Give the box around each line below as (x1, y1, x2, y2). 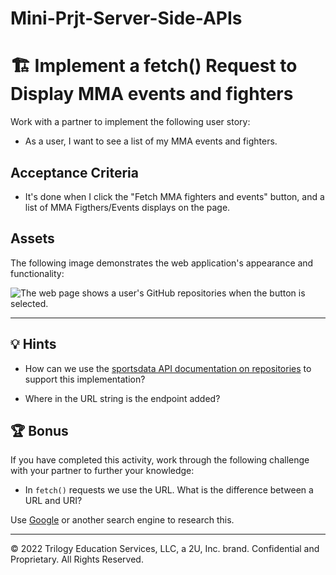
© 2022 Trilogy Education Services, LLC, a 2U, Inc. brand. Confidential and (10, 543, 320, 555)
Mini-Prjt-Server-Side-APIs (10, 7, 243, 30)
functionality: (10, 267, 65, 279)
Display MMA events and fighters (10, 83, 294, 106)
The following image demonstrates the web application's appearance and (10, 257, 314, 269)
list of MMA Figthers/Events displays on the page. (24, 201, 231, 213)
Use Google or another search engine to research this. (10, 514, 235, 526)
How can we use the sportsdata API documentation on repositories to (24, 362, 312, 374)
